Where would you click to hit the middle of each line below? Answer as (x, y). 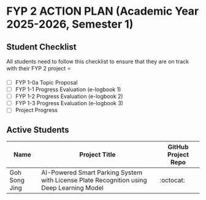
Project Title (97, 155)
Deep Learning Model (73, 188)
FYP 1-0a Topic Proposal (46, 83)
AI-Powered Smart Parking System (92, 172)
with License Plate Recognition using (94, 180)
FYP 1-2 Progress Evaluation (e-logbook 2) (69, 97)
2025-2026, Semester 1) (70, 24)
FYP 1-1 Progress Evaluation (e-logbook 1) (68, 89)
